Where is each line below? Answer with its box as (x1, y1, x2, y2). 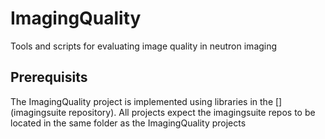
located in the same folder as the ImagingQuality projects (10, 117, 247, 129)
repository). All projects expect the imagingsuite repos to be (68, 106, 316, 118)
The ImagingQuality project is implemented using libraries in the (10, 95, 274, 107)
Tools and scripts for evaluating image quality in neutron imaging (10, 40, 278, 52)
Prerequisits (10, 69, 88, 86)
